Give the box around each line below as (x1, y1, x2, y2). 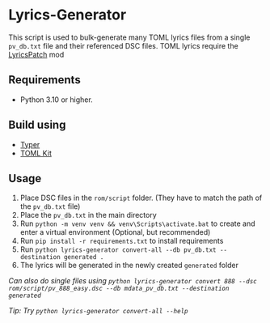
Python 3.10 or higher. (19, 95, 93, 104)
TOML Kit (19, 148, 53, 158)
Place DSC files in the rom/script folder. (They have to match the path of (19, 193, 263, 203)
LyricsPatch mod (8, 49, 65, 59)
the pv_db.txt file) (19, 202, 81, 211)
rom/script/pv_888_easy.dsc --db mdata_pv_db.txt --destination (8, 285, 230, 293)
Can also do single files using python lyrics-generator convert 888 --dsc (8, 276, 257, 286)
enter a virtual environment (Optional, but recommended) (19, 227, 211, 237)
